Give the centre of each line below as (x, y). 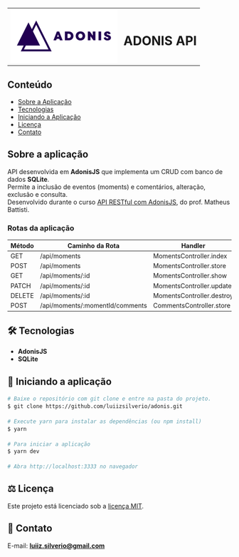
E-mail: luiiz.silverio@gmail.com (56, 546)
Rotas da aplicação (41, 228)
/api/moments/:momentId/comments (94, 306)
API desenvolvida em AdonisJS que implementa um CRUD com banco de (115, 171)
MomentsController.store (189, 266)
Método (22, 245)
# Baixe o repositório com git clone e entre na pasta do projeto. (110, 399)
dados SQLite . (28, 179)
